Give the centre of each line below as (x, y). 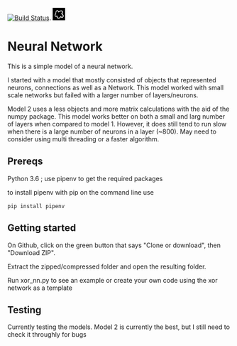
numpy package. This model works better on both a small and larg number (116, 116)
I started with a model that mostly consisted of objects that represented (112, 80)
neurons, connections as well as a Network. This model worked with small (116, 87)
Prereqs (25, 162)
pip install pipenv (36, 206)
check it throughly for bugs (47, 335)
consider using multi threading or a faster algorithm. (83, 139)
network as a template (40, 288)
